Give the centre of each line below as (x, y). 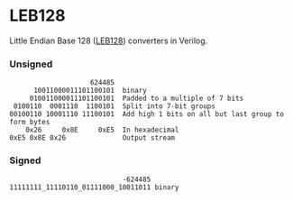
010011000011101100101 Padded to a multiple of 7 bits (137, 99)
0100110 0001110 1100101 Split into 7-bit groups (114, 106)
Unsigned (31, 64)
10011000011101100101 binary (90, 91)
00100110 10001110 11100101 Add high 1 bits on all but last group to (146, 114)
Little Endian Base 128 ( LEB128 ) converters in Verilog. (109, 41)
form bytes (30, 123)
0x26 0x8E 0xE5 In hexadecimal (102, 130)
